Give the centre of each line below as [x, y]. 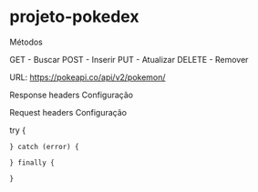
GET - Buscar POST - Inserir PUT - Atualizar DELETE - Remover [129, 59]
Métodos [26, 42]
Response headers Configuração [72, 95]
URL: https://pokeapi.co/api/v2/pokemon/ [88, 77]
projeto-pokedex [74, 17]
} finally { [32, 162]
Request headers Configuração [68, 112]
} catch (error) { [44, 147]
